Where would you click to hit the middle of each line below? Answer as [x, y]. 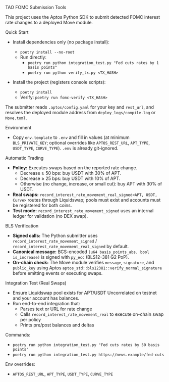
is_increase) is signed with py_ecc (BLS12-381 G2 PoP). [71, 257]
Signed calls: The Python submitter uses [55, 235]
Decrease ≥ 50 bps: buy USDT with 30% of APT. [71, 173]
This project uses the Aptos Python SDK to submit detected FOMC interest [83, 17]
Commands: [18, 335]
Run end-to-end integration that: [46, 303]
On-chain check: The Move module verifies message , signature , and [83, 262]
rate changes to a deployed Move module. [49, 22]
